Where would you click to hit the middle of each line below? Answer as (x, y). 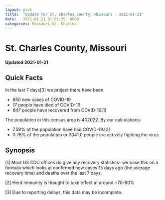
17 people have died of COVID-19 (46, 104)
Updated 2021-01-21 (27, 62)
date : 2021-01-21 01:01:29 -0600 (42, 19)
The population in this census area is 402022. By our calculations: (73, 119)
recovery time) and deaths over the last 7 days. (54, 173)
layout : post (19, 10)
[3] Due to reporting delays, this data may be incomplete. (64, 192)
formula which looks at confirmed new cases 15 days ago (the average (78, 168)
